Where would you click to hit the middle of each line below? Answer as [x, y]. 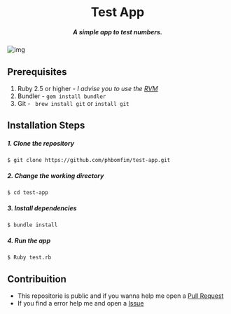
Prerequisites [37, 72]
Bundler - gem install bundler [62, 96]
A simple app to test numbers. [118, 32]
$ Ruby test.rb [29, 258]
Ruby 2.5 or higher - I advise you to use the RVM [87, 88]
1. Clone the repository [41, 143]
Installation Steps [46, 126]
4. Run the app [29, 240]
